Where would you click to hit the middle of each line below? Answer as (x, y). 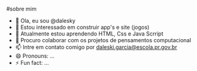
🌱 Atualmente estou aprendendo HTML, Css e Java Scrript (89, 34)
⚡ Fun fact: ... (32, 63)
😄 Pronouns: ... (35, 56)
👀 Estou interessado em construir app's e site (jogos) (82, 27)
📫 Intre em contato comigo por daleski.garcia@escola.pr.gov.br (96, 47)
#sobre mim (21, 9)
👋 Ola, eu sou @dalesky (45, 21)
